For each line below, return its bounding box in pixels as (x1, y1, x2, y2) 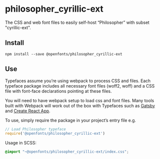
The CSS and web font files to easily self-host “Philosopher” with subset (5, 19, 150, 25)
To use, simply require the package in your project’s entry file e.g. (5, 117, 136, 123)
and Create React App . (5, 108, 50, 114)
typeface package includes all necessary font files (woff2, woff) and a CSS (5, 83, 155, 88)
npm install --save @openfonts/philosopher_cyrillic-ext (5, 52, 123, 56)
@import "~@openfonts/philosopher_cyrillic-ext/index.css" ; (5, 149, 129, 154)
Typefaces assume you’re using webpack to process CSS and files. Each (5, 78, 151, 84)
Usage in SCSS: (5, 140, 37, 146)
